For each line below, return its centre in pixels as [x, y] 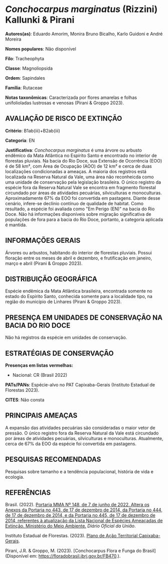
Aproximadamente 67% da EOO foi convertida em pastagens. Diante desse [83, 198]
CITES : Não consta [25, 400]
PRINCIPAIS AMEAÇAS [41, 416]
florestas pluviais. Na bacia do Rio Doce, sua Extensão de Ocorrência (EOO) [84, 161]
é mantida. [16, 225]
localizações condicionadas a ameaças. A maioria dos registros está [76, 171]
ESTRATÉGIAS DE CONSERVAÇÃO [59, 353]
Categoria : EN [20, 140]
